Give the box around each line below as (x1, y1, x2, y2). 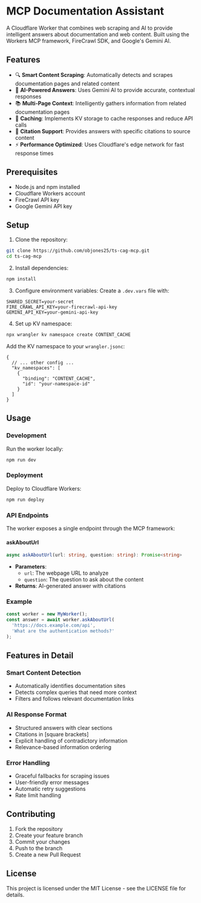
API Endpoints (6, 511, 49, 519)
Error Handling (6, 758, 50, 767)
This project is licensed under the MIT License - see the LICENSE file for (6, 884, 186, 891)
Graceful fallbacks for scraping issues (14, 772, 110, 779)
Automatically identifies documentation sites (14, 683, 126, 690)
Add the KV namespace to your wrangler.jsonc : (6, 342, 125, 349)
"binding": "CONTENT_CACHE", (22, 375, 96, 382)
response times (14, 150, 54, 157)
